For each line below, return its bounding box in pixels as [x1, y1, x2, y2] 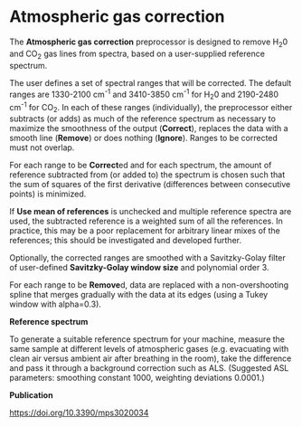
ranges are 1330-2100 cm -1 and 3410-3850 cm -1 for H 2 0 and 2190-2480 [9, 87, 278, 101]
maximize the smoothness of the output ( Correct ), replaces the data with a [9, 123, 288, 134]
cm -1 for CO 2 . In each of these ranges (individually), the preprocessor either [9, 100, 293, 115]
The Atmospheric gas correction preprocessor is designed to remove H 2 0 [9, 36, 288, 49]
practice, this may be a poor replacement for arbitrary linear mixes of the [9, 225, 280, 236]
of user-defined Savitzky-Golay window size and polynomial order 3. [9, 262, 269, 273]
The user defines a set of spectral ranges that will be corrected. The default [9, 77, 292, 88]
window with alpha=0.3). [9, 299, 102, 309]
